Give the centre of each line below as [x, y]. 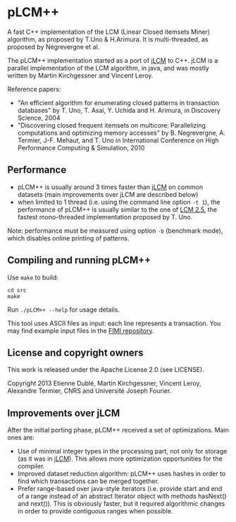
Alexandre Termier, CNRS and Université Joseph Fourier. [89, 391]
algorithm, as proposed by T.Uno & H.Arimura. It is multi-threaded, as [108, 39]
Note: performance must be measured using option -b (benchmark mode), [115, 231]
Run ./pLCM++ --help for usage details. [63, 309]
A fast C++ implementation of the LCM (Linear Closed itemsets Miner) [108, 32]
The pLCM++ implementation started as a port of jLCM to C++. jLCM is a [113, 60]
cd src [17, 290]
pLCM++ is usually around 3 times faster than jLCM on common [110, 187]
